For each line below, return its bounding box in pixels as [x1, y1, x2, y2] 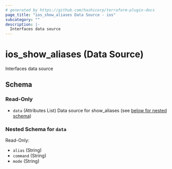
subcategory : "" [5, 17, 40, 22]
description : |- [5, 22, 40, 27]
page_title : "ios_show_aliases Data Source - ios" [5, 12, 116, 17]
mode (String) [12, 158, 40, 164]
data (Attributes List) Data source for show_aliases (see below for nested [12, 107, 167, 113]
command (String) [12, 153, 47, 159]
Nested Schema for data [5, 125, 67, 133]
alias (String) [12, 147, 42, 154]
